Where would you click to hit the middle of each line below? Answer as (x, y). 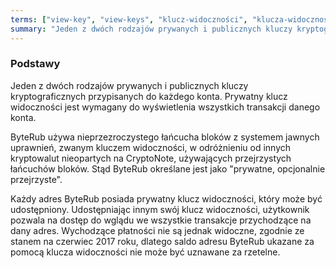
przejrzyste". (36, 179)
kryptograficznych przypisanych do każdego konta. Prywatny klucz (149, 96)
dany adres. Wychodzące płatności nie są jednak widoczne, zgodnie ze (157, 230)
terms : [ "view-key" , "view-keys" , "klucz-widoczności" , (129, 19)
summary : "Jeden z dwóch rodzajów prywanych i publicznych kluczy (151, 29)
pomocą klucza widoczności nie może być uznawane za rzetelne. (145, 252)
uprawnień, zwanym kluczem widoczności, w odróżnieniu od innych (151, 147)
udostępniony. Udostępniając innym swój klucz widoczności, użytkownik (160, 209)
